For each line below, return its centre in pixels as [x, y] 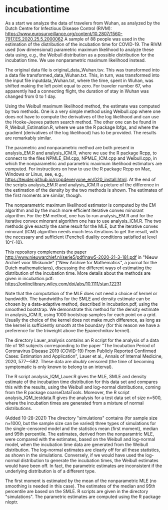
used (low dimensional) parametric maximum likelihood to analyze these [79, 49]
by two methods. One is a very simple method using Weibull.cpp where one [83, 111]
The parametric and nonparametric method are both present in [70, 147]
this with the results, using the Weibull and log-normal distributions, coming [83, 387]
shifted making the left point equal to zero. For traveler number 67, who [78, 85]
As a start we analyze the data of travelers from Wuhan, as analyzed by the [82, 23]
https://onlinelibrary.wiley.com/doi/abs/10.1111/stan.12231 [63, 284]
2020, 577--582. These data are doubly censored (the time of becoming [80, 361]
